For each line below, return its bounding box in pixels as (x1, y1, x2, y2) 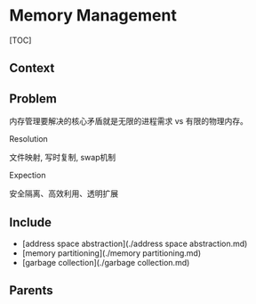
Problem (9, 91, 58, 106)
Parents (9, 283, 53, 299)
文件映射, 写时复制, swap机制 (9, 152, 116, 163)
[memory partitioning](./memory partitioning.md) (21, 247, 202, 259)
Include (9, 215, 52, 230)
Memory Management (9, 5, 178, 26)
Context (9, 61, 55, 76)
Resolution (9, 134, 49, 144)
